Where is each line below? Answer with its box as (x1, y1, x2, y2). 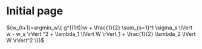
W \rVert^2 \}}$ (6, 36, 45, 44)
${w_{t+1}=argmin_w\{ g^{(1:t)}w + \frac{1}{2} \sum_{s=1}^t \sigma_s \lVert (6, 24, 192, 31)
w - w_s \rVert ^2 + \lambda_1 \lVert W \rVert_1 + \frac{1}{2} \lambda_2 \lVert (6, 30, 196, 37)
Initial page (6, 4, 64, 18)
